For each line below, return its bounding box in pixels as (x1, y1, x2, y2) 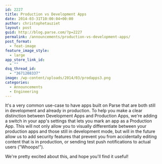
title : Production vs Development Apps (5, 12, 87, 17)
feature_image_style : (5, 48, 50, 53)
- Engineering (9, 89, 38, 94)
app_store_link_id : (5, 57, 45, 62)
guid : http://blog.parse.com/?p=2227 (5, 30, 82, 35)
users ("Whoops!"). (5, 144, 44, 150)
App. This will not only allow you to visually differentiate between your (5, 123, 147, 129)
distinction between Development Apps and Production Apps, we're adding (5, 113, 158, 119)
